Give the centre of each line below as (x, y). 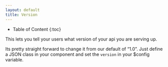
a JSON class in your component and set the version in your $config (77, 54)
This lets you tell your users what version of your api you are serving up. (81, 39)
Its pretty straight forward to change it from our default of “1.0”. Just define (84, 49)
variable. (15, 59)
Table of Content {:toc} (37, 29)
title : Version (21, 15)
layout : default (22, 10)
